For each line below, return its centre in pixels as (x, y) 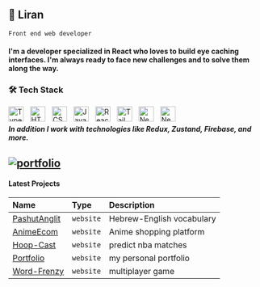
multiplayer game (142, 271)
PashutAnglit (37, 218)
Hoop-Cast (34, 245)
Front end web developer (50, 33)
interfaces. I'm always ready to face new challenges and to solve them (129, 60)
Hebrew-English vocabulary (162, 218)
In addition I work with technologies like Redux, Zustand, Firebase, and (130, 129)
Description (132, 205)
